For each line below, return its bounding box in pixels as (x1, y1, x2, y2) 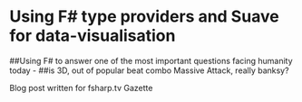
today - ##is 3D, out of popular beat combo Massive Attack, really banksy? (9, 65, 289, 76)
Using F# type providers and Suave (9, 6, 279, 27)
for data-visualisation (9, 25, 176, 46)
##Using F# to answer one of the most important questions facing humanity (9, 55, 293, 66)
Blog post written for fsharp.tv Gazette (9, 82, 153, 93)
